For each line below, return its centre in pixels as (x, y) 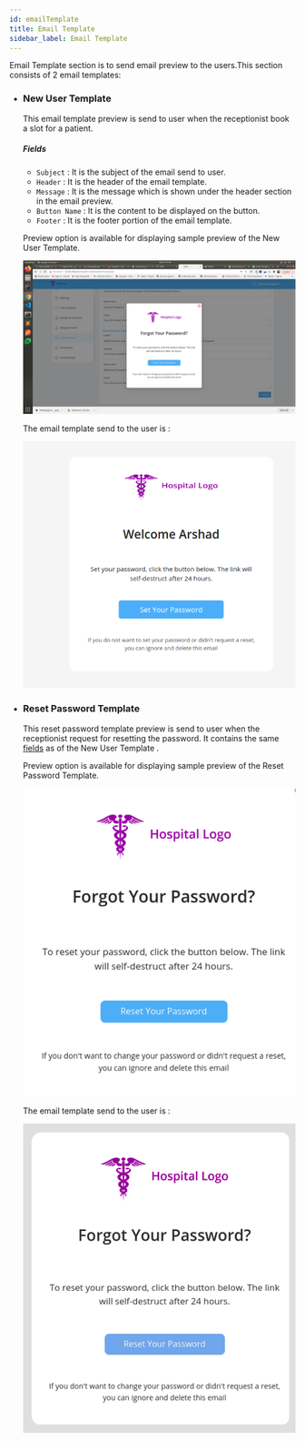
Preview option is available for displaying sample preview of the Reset (153, 765)
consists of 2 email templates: (65, 75)
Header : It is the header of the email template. (121, 181)
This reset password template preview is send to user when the (141, 729)
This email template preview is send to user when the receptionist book (156, 118)
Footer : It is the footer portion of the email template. (134, 220)
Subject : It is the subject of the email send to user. (131, 172)
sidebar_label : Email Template (69, 38)
